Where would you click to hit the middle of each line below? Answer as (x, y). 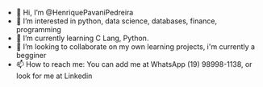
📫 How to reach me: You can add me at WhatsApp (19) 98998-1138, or (134, 64)
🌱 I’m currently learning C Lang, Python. (82, 38)
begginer (31, 55)
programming (39, 29)
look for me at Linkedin (54, 76)
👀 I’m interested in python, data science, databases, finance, (117, 21)
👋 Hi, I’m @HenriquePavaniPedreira (75, 12)
